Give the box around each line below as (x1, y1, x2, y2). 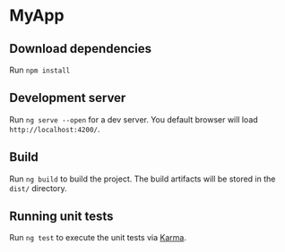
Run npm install (9, 64, 71, 75)
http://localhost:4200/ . (9, 123, 100, 134)
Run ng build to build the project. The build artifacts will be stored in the (9, 173, 276, 184)
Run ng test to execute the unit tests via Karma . (9, 232, 186, 243)
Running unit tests (9, 209, 114, 224)
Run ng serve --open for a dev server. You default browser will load (9, 113, 258, 125)
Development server (9, 90, 126, 105)
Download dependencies (9, 41, 152, 56)
